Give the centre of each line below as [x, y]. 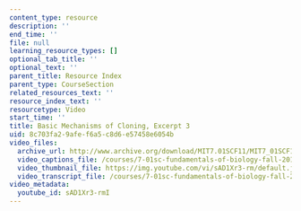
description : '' [39, 26]
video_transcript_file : [61, 176]
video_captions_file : [58, 159]
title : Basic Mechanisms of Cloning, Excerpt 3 [100, 127]
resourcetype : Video [48, 110]
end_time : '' [34, 34]
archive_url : [42, 151]
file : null [30, 43]
